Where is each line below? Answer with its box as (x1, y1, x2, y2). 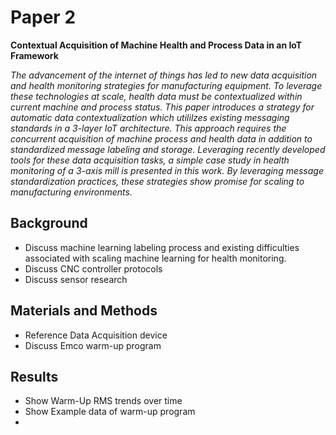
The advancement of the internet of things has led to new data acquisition (10, 69, 318, 81)
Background (10, 215, 88, 232)
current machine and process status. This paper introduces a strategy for (10, 101, 315, 113)
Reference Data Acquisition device (24, 329, 168, 341)
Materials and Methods (10, 302, 158, 320)
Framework (10, 49, 59, 61)
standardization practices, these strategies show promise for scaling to (10, 175, 305, 187)
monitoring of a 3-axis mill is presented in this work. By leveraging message (10, 164, 324, 176)
